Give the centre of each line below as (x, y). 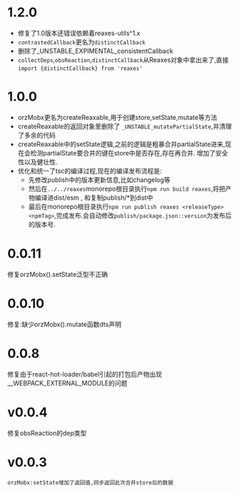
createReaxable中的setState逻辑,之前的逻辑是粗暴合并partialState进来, (121, 144)
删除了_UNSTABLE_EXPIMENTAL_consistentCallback (95, 51)
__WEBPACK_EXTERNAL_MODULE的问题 (67, 383)
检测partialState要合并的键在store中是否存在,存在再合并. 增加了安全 (129, 153)
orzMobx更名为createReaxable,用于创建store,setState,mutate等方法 (117, 117)
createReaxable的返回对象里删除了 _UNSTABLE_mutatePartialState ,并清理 (124, 126)
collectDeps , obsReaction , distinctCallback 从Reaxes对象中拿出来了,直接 (123, 60)
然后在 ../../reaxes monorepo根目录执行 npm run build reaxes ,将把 (127, 188)
